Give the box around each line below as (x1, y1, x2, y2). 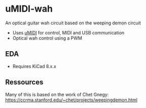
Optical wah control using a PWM (12, 35, 82, 41)
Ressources (5, 78, 44, 87)
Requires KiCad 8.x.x (12, 63, 57, 69)
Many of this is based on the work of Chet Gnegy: (5, 91, 109, 97)
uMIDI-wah (5, 3, 53, 15)
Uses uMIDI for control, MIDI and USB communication (12, 29, 125, 35)
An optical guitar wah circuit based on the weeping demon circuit (5, 20, 141, 26)
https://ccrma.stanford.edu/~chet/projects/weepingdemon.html (5, 97, 138, 103)
